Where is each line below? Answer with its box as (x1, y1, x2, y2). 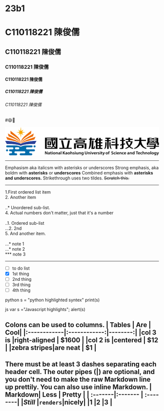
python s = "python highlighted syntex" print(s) (5, 297, 100, 303)
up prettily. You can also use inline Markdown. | (5, 383, 152, 391)
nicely (64, 398, 84, 406)
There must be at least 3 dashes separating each (5, 360, 157, 368)
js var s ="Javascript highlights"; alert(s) (5, 307, 85, 313)
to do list (12, 265, 30, 271)
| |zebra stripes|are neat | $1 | (5, 343, 97, 352)
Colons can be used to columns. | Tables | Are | (5, 320, 151, 329)
